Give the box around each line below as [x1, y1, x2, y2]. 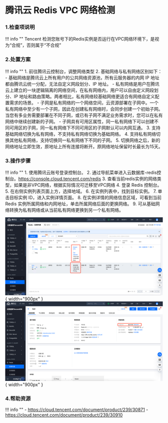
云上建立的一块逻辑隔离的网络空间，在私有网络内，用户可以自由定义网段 [5, 87, 154, 93]
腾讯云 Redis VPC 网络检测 [5, 5, 115, 16]
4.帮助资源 [5, 395, 31, 402]
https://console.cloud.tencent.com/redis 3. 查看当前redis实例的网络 [18, 176, 157, 182]
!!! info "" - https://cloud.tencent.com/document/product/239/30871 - [5, 406, 148, 412]
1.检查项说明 [5, 24, 35, 31]
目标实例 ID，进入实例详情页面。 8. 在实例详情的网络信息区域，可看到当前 [9, 195, 162, 201]
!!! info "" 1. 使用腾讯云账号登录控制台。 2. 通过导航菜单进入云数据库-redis [5, 170, 157, 176]
